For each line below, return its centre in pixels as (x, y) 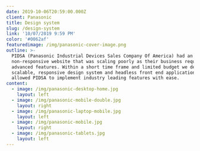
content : (17, 84)
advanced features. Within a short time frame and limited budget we (99, 67)
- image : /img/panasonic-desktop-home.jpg (65, 89)
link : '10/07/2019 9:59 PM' (41, 34)
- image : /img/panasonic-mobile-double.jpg (66, 100)
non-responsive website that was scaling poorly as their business (97, 61)
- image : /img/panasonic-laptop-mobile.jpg (66, 111)
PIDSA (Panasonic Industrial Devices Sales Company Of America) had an (102, 56)
